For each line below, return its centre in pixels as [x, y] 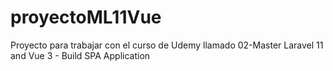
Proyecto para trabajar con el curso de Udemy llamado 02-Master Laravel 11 [167, 45]
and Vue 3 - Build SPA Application [80, 55]
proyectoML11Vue [86, 17]
